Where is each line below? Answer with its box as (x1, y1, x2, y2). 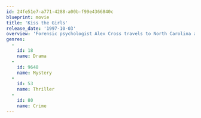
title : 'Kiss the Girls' (6, 20, 68, 26)
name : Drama (17, 53, 47, 59)
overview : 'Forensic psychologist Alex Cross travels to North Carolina (6, 31, 191, 37)
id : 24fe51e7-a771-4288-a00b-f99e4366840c (6, 8, 114, 15)
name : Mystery (17, 70, 52, 76)
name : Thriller (17, 86, 55, 92)
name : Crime (17, 103, 47, 109)
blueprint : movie (6, 14, 50, 20)
